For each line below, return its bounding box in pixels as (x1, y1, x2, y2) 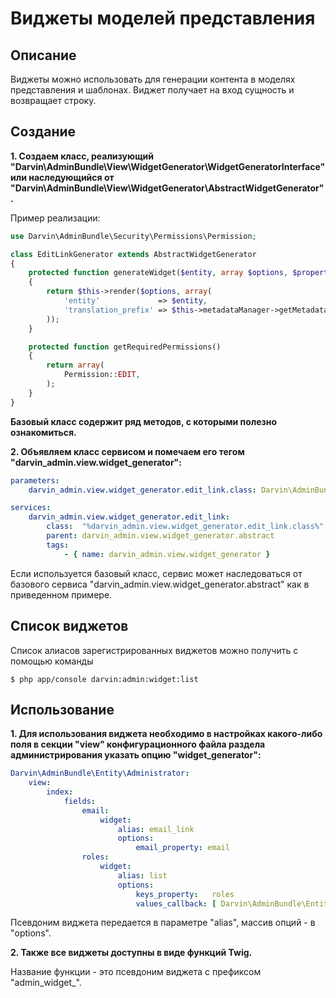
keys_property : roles (135, 889, 235, 899)
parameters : (10, 475, 60, 486)
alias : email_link (117, 824, 195, 834)
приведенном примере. (10, 588, 113, 601)
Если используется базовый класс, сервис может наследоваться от (10, 567, 303, 579)
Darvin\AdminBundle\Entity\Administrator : (10, 768, 190, 779)
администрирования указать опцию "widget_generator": (10, 749, 262, 761)
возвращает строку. (10, 95, 97, 106)
